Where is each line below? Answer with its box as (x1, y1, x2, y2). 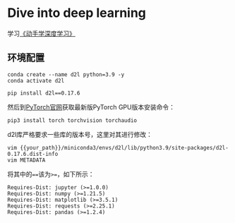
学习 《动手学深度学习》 (7, 29, 76, 37)
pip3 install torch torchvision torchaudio (7, 116, 138, 124)
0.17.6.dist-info (7, 150, 59, 157)
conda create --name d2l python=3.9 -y (7, 71, 125, 78)
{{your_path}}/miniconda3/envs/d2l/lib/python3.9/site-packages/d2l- (20, 144, 229, 151)
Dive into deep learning (7, 5, 147, 21)
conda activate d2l (7, 77, 65, 84)
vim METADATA (7, 157, 46, 164)
